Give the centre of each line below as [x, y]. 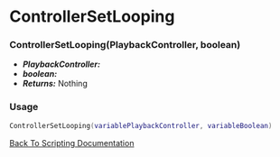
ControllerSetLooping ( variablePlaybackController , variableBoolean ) [141, 125]
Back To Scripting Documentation [72, 143]
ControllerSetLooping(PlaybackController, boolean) [125, 45]
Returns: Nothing [55, 84]
